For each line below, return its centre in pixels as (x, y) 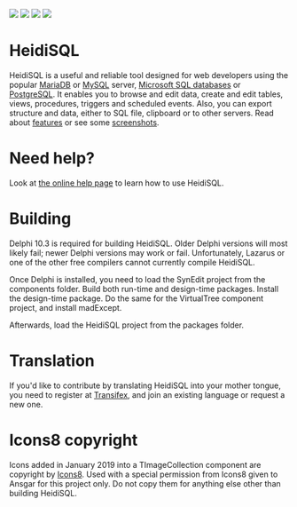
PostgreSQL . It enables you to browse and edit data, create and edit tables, (146, 94)
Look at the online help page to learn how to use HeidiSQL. (117, 183)
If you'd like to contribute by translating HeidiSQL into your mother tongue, (145, 385)
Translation (52, 360)
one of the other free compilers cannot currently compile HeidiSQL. (132, 262)
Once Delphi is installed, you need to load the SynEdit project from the (137, 279)
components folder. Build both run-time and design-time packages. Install (144, 289)
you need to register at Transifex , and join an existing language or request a (147, 394)
